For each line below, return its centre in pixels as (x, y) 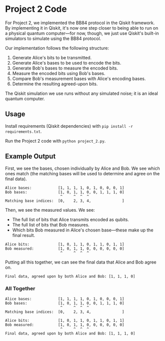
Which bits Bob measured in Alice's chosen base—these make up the (83, 230)
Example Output (30, 156)
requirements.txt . (23, 131)
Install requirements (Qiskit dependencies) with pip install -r (69, 126)
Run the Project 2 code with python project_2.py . (55, 141)
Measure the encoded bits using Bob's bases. (59, 73)
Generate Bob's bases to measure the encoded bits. (65, 68)
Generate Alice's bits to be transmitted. (52, 57)
